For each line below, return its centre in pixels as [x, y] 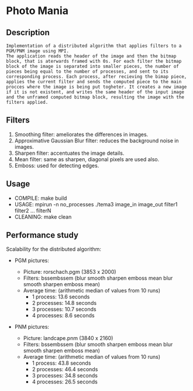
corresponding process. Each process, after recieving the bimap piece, [96, 77]
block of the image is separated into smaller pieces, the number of [93, 66]
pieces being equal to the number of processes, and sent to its [87, 72]
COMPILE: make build [41, 198]
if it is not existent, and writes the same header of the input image [95, 92]
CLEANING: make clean [43, 217]
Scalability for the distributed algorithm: [54, 249]
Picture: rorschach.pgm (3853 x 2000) [70, 272]
